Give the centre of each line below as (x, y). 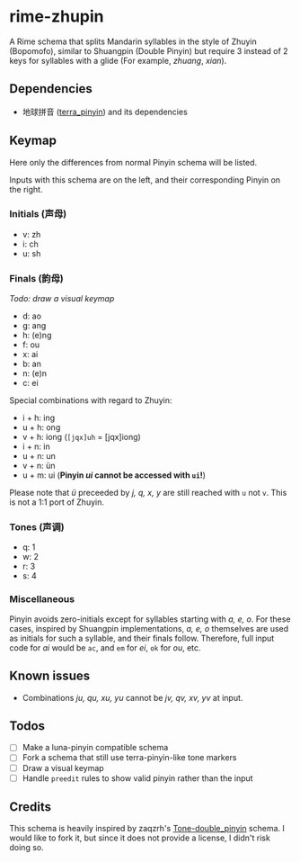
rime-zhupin (57, 17)
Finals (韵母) (37, 278)
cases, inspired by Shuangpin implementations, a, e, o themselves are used (149, 628)
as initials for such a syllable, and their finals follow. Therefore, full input (142, 638)
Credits (31, 807)
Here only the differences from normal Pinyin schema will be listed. (133, 162)
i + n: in (36, 446)
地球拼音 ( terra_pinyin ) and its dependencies (105, 112)
